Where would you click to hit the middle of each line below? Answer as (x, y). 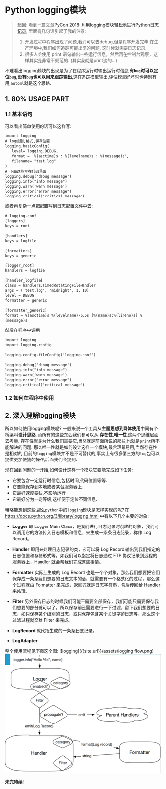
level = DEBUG (20, 295)
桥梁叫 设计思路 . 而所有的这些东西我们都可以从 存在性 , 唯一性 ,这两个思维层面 (82, 435)
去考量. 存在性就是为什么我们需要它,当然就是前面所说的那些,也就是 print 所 (80, 441)
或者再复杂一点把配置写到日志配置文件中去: (49, 206)
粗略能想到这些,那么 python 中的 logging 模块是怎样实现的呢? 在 (67, 510)
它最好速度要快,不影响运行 (39, 493)
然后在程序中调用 (22, 330)
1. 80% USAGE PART (37, 99)
